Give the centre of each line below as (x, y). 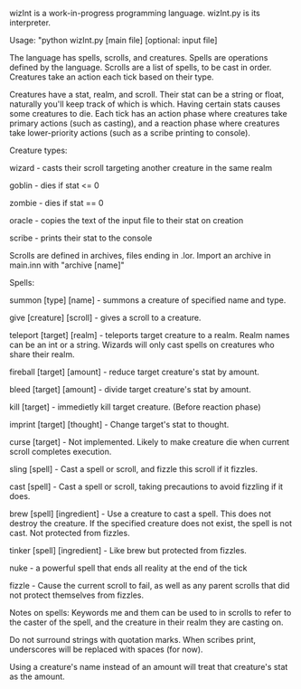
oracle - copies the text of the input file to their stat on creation (127, 220)
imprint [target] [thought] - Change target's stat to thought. (119, 425)
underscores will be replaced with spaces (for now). (106, 649)
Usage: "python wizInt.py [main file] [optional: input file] (113, 40)
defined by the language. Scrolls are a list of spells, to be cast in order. (141, 67)
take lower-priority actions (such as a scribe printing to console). (130, 133)
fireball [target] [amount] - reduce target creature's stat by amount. (135, 372)
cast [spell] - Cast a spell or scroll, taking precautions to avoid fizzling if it (146, 486)
